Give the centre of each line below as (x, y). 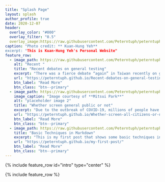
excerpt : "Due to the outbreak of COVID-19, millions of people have (87, 110)
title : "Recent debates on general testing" (60, 69)
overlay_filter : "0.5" (33, 37)
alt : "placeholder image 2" (42, 101)
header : (13, 28)
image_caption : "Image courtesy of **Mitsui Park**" (69, 96)
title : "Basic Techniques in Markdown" (55, 133)
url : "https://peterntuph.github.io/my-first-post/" (69, 142)
